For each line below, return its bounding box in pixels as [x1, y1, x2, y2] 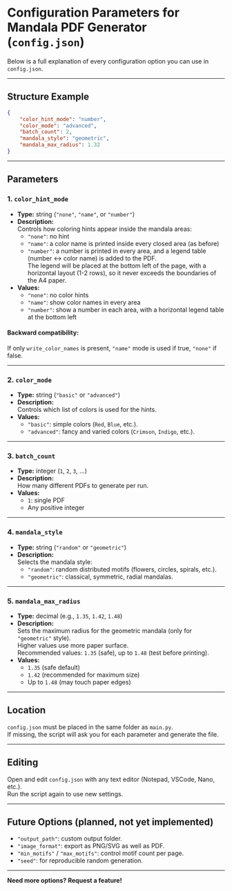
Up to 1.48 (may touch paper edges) [27, 677, 131, 686]
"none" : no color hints [27, 290, 89, 299]
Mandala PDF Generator [7, 19, 147, 35]
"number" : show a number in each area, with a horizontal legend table [27, 306, 224, 314]
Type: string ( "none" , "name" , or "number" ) [17, 209, 135, 218]
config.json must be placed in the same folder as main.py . [7, 722, 174, 731]
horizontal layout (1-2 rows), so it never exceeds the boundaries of [27, 268, 217, 277]
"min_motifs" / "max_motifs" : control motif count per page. [17, 849, 184, 858]
